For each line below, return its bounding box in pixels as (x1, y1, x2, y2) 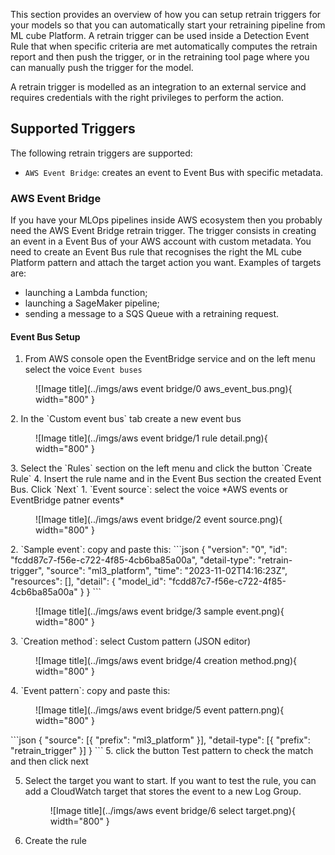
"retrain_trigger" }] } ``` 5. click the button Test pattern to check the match (10, 745, 314, 757)
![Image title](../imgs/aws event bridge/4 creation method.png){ (35, 655, 298, 667)
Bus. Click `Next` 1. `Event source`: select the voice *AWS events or (10, 484, 288, 496)
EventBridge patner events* (10, 494, 125, 506)
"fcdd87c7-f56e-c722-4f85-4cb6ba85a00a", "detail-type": (10, 554, 256, 566)
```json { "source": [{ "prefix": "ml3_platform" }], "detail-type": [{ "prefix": (10, 734, 311, 746)
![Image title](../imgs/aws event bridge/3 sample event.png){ (35, 605, 285, 618)
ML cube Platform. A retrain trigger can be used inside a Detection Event (10, 30, 310, 41)
